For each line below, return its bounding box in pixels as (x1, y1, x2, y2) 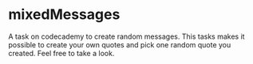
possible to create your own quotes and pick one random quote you (8, 40, 231, 49)
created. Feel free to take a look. (8, 48, 115, 58)
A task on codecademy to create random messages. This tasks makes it (8, 32, 245, 41)
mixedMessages (8, 6, 121, 24)
